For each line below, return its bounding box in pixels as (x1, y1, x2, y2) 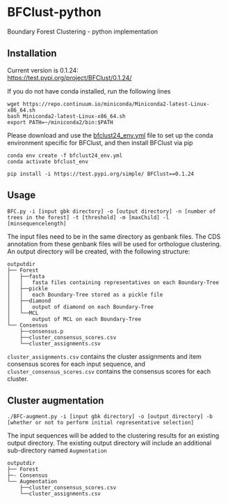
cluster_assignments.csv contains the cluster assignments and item (7, 352, 202, 360)
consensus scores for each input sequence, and (7, 360, 146, 368)
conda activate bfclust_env (7, 158, 89, 165)
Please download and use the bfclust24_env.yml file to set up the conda (7, 131, 213, 140)
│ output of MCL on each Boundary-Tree (7, 316, 141, 323)
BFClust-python (7, 4, 102, 20)
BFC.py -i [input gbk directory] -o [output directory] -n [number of (7, 207, 216, 215)
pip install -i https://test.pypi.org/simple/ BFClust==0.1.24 (7, 170, 195, 177)
